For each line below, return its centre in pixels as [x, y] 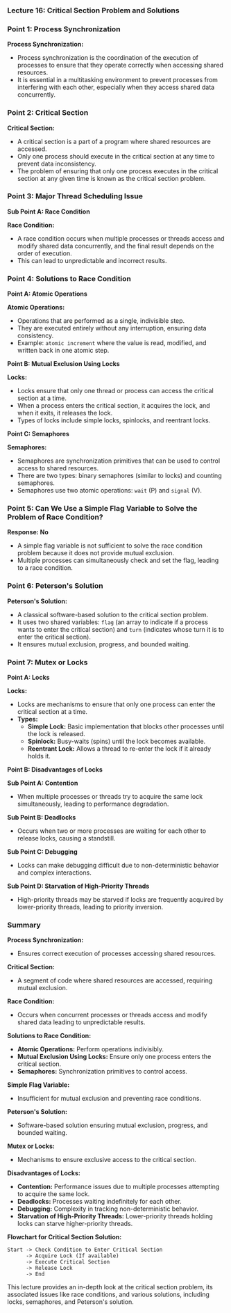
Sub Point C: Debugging [42, 852]
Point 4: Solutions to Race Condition [69, 278]
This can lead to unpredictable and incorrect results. [92, 260]
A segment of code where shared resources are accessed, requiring [115, 980]
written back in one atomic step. [63, 351]
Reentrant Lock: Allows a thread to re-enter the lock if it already [119, 749]
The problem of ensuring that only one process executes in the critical [118, 171]
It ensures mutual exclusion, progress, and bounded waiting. [104, 644]
